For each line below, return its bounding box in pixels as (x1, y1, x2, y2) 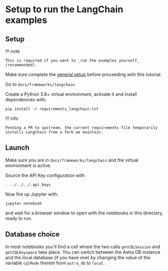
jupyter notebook (5, 201, 42, 206)
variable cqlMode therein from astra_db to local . (5, 260, 105, 266)
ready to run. (5, 215, 32, 221)
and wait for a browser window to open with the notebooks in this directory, (5, 210, 163, 216)
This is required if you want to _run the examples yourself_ (5, 58, 140, 63)
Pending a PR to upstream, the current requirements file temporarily (5, 125, 158, 130)
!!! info (5, 116, 19, 121)
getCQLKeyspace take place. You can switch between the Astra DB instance (5, 249, 161, 255)
